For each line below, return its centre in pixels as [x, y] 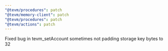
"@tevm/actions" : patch [30, 24]
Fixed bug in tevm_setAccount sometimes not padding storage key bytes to [84, 39]
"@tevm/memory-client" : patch [37, 15]
